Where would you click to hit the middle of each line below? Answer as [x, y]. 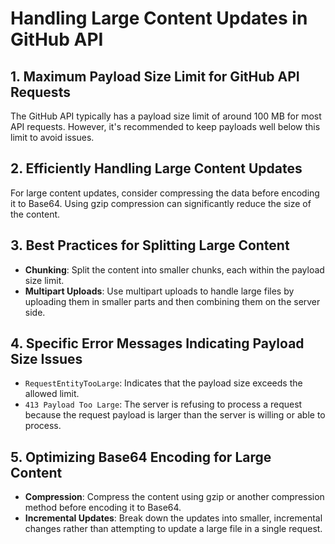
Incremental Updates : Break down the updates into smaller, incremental [173, 518]
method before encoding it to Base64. [103, 508]
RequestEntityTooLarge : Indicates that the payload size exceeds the [163, 383]
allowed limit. [52, 394]
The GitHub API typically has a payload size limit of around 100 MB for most [166, 116]
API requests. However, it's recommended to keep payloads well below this [165, 126]
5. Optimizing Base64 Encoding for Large [141, 457]
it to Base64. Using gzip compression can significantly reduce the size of [161, 203]
